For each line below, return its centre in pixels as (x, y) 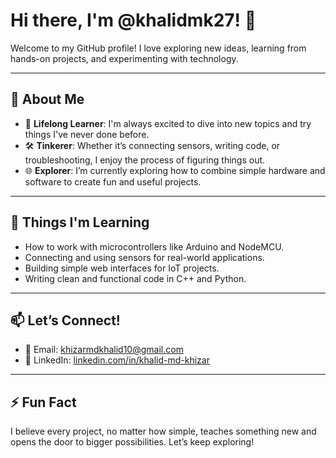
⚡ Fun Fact (43, 402)
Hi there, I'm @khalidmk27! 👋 (133, 20)
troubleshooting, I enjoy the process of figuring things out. (145, 160)
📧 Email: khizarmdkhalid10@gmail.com (104, 350)
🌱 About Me (47, 99)
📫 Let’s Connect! (65, 320)
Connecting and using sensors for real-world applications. (144, 257)
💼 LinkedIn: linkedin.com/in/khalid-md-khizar (117, 360)
